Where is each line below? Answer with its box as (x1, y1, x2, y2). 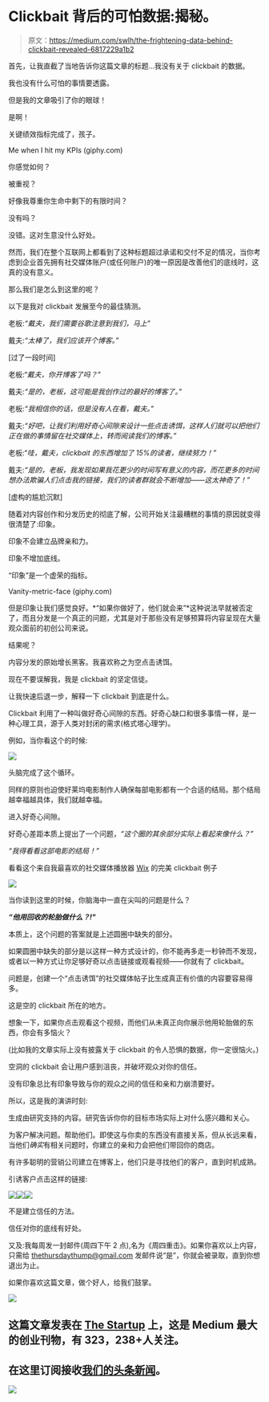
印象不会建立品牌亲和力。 (8, 536, 93, 546)
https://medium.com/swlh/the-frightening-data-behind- (49, 35, 234, 45)
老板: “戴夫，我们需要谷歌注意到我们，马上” (8, 318, 151, 328)
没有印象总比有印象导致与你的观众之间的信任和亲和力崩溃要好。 (8, 1078, 219, 1088)
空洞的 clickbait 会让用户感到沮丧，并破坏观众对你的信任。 (8, 1062, 202, 1071)
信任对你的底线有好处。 (8, 1223, 86, 1233)
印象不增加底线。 (8, 553, 65, 563)
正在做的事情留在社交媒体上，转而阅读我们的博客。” (8, 430, 177, 440)
